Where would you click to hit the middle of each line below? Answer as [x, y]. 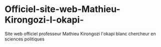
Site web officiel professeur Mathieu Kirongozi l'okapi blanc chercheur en [80, 33]
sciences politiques [24, 39]
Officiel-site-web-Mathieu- [62, 9]
